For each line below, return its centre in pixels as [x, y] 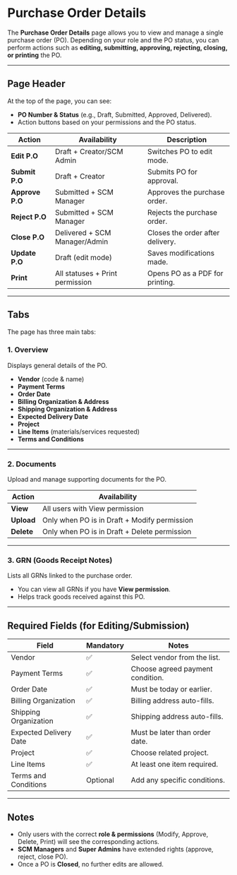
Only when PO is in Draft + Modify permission [118, 520]
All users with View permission [93, 508]
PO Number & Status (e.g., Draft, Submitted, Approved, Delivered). [115, 114]
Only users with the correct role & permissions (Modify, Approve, [113, 834]
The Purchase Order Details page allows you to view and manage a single [115, 32]
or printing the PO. [35, 55]
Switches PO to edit [180, 151]
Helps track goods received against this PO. [81, 597]
